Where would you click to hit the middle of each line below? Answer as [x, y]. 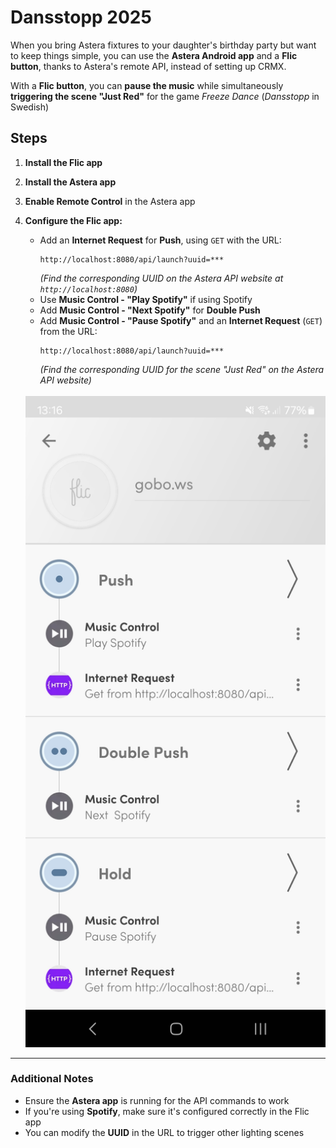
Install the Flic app [63, 162]
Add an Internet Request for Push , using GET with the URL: [160, 240]
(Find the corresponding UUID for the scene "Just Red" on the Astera [182, 369]
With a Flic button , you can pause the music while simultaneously [147, 85]
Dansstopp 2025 [81, 17]
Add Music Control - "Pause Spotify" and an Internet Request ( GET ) [181, 320]
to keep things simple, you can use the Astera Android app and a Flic [154, 55]
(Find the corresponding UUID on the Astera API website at [161, 278]
